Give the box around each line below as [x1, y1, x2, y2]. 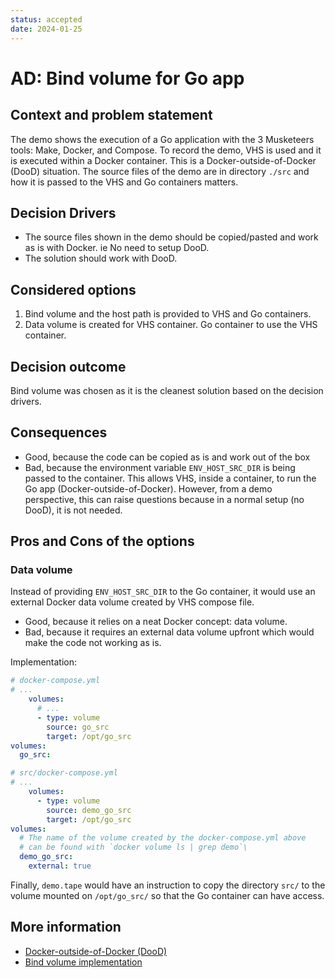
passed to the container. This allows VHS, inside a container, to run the [24, 472, 317, 484]
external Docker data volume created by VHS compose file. [10, 596, 255, 608]
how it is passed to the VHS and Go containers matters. [10, 176, 239, 188]
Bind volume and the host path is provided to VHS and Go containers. [24, 308, 312, 320]
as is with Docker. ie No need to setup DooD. [24, 242, 210, 254]
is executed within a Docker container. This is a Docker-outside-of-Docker [10, 154, 317, 166]
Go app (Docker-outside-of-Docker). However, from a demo [24, 482, 273, 495]
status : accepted [10, 14, 83, 25]
